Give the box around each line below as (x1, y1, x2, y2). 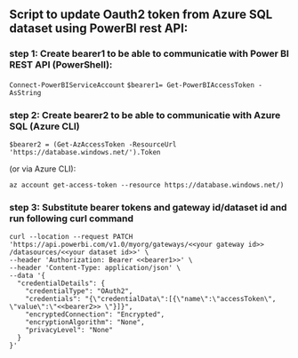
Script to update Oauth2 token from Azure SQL (9, 7, 273, 22)
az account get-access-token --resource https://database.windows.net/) (9, 180, 285, 189)
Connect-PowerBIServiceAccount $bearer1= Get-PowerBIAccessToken (9, 80, 255, 90)
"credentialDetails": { (17, 279, 105, 288)
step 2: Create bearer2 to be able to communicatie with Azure (9, 108, 281, 121)
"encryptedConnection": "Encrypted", (25, 310, 165, 319)
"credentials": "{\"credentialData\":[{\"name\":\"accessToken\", (25, 295, 277, 304)
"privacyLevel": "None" (25, 326, 114, 335)
